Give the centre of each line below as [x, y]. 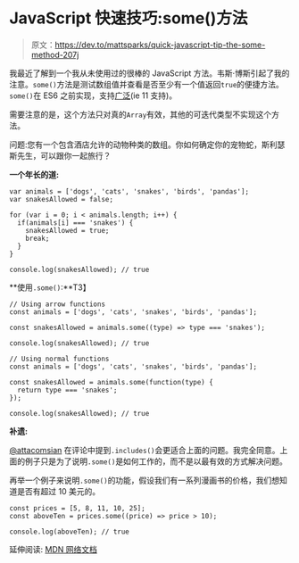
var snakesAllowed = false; [62, 199]
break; [37, 238]
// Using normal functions [59, 359]
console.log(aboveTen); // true [69, 532]
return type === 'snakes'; [67, 390]
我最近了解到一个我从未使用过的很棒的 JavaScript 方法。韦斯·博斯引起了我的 [149, 73]
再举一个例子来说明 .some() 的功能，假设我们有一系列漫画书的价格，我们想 [145, 480]
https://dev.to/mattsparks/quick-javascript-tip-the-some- [160, 45]
